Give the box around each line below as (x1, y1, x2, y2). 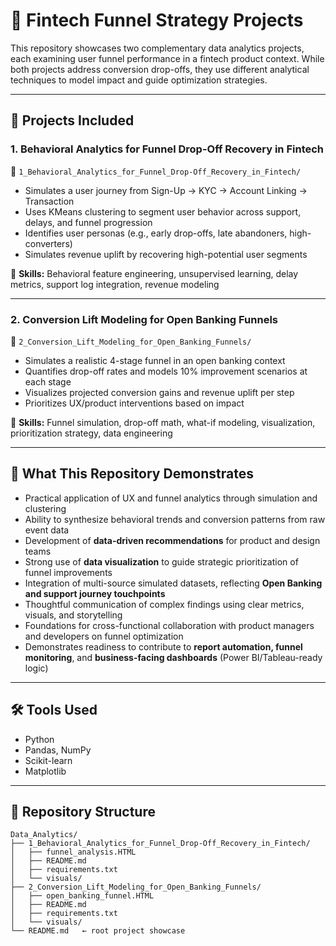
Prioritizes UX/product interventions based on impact (24, 397, 245, 409)
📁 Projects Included (10, 112, 135, 129)
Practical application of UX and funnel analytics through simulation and (24, 492, 318, 504)
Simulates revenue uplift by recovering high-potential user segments (24, 248, 308, 260)
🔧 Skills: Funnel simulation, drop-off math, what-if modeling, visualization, (10, 416, 316, 428)
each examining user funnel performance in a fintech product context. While (10, 52, 325, 64)
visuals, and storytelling (24, 609, 123, 621)
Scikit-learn (24, 754, 73, 766)
